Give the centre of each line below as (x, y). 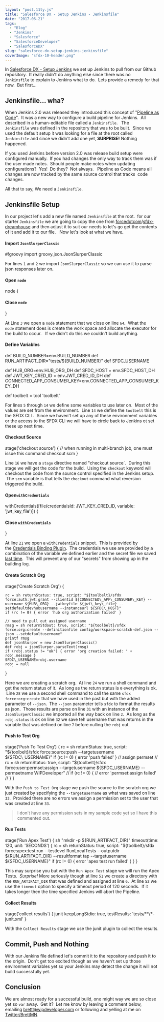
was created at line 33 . (28, 803)
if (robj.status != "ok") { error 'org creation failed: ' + (69, 651)
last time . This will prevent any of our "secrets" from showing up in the (77, 558)
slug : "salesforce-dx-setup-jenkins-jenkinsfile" (57, 51)
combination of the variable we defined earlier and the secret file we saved (81, 554)
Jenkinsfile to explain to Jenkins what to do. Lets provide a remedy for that (82, 80)
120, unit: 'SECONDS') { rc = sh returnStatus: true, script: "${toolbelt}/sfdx (80, 846)
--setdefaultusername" (39, 634)
